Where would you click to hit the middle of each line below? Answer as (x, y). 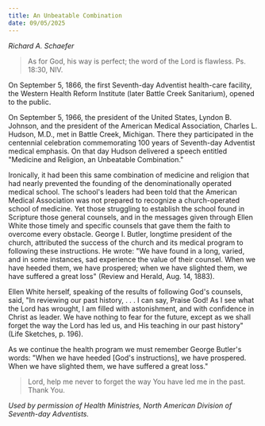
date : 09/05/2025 (37, 23)
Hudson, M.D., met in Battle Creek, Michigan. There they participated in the (131, 134)
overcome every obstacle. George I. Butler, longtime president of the (120, 234)
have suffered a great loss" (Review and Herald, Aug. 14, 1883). (111, 276)
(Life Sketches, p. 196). (46, 334)
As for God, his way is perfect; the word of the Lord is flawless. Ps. (136, 61)
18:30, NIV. (45, 69)
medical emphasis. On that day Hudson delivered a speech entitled (118, 151)
